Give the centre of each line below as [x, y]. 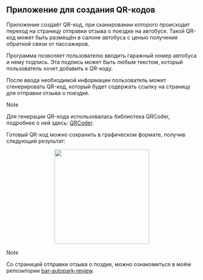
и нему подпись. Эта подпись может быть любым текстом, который [95, 62]
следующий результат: [36, 141]
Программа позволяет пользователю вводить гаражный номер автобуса [101, 55]
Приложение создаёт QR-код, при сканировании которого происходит [98, 24]
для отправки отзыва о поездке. [48, 93]
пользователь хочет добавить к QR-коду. [60, 68]
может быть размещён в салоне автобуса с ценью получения [97, 37]
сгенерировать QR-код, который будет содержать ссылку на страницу [98, 86]
